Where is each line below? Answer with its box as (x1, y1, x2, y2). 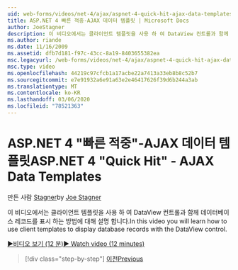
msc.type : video (7, 63, 55, 70)
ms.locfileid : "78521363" (7, 103, 84, 110)
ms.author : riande (7, 37, 62, 44)
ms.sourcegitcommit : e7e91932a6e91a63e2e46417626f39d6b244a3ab (7, 76, 198, 84)
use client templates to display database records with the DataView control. (7, 225, 228, 233)
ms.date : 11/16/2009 (7, 43, 69, 50)
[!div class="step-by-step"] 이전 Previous (24, 254, 144, 263)
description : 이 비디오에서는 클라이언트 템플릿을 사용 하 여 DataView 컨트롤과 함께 (7, 30, 229, 38)
